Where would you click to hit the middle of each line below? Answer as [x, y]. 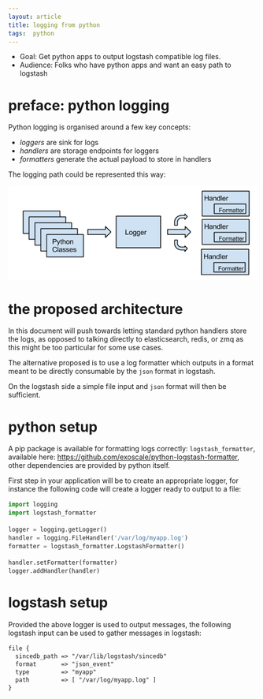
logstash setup [58, 603]
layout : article [35, 17]
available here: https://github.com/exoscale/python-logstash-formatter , [124, 457]
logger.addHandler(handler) [54, 571]
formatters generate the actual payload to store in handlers [115, 159]
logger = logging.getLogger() [58, 529]
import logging [33, 505]
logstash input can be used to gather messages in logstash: [105, 633]
